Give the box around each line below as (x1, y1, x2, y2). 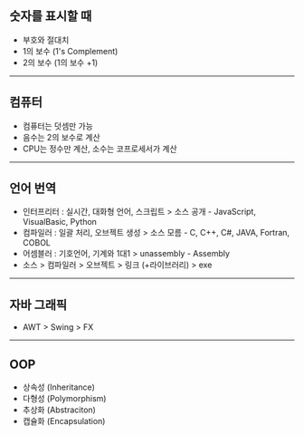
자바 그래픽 (9, 297, 68, 313)
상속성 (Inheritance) (22, 382, 95, 392)
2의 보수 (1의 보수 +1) (22, 57, 99, 68)
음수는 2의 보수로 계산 (22, 131, 101, 142)
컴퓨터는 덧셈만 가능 (22, 121, 93, 131)
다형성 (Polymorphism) (22, 393, 107, 404)
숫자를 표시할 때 (9, 8, 92, 24)
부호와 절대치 (22, 34, 70, 45)
